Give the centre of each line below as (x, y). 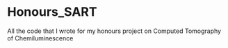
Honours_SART (52, 12)
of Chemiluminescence (40, 38)
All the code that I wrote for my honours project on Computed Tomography (114, 31)
